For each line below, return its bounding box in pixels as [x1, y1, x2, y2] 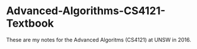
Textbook [6, 17, 54, 30]
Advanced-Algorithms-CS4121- [6, 4, 165, 18]
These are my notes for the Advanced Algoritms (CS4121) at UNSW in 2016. [6, 36, 192, 43]
